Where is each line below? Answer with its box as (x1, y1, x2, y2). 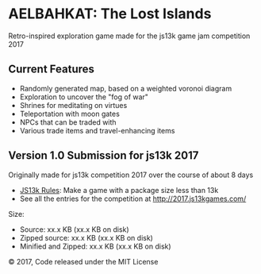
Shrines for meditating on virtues (19, 100, 128, 110)
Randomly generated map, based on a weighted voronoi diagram (19, 83, 232, 93)
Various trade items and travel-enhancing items (19, 125, 175, 135)
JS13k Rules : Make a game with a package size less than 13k (19, 185, 219, 195)
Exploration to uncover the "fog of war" (19, 92, 149, 102)
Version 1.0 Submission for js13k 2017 (8, 149, 199, 163)
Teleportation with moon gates (19, 109, 121, 118)
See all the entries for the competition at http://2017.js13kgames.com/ (19, 194, 247, 203)
